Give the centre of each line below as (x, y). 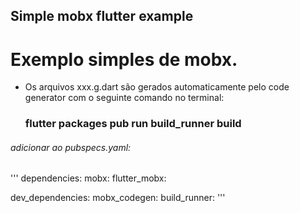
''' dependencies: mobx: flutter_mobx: (88, 178)
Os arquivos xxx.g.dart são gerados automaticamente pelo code (157, 87)
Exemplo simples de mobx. (124, 59)
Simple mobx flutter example (102, 16)
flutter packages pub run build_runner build (133, 124)
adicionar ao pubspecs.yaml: (71, 147)
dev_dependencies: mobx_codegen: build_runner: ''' (118, 198)
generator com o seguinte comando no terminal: (124, 98)
